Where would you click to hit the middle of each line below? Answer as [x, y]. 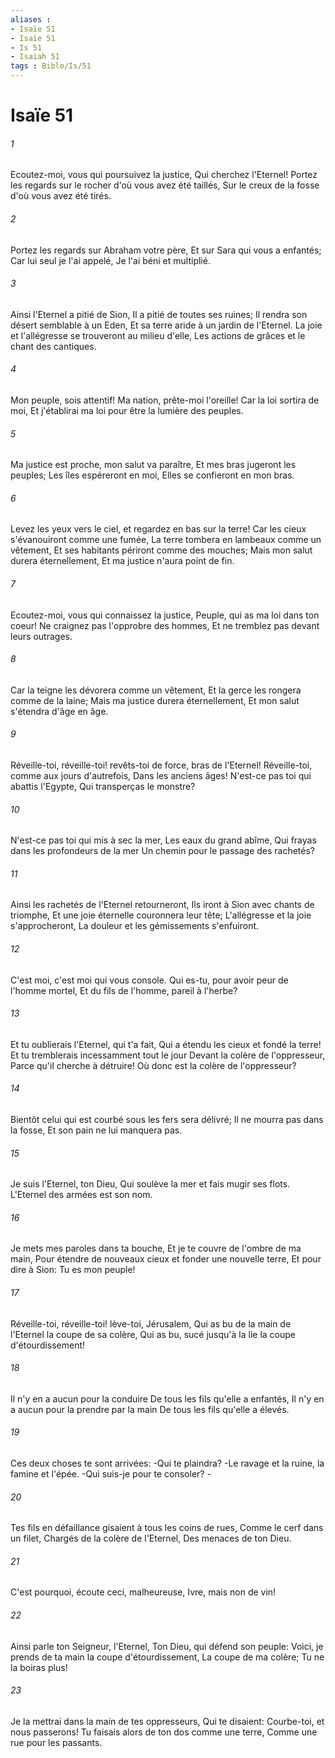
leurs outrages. [41, 636]
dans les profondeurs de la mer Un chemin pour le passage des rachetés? [163, 851]
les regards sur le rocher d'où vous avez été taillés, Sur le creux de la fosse [165, 185]
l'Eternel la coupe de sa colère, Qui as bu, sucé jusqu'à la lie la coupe [153, 1334]
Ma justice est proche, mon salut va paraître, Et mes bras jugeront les [153, 465]
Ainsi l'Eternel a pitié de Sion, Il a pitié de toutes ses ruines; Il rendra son [159, 314]
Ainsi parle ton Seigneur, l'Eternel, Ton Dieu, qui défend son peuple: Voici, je [167, 1646]
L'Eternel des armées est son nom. [81, 1195]
